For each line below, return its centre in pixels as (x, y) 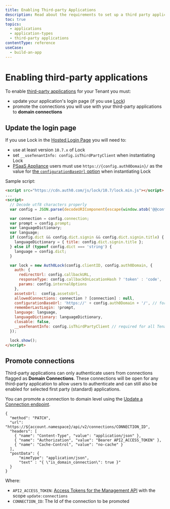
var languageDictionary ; (36, 228)
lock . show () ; (24, 340)
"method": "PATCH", (30, 418)
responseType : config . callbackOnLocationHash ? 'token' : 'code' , (90, 280)
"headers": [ (24, 432)
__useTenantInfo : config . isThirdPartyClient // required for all (85, 326)
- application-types (31, 33)
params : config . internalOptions (53, 284)
